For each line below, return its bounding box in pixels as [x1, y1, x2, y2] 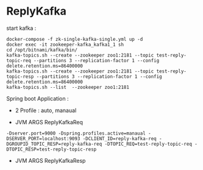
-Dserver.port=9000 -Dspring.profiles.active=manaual [6, 130, 146, 136]
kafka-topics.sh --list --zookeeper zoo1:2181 [6, 84, 130, 90]
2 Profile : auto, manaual [15, 107, 77, 114]
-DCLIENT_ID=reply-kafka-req [82, 135, 157, 141]
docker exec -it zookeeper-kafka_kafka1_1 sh [6, 41, 124, 48]
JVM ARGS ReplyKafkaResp [15, 157, 86, 164]
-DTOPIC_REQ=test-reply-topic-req [104, 141, 192, 147]
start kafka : [6, 24, 37, 32]
